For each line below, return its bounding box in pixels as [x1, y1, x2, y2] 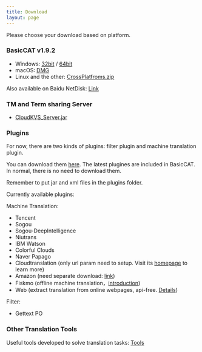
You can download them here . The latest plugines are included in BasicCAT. [6, 161, 195, 168]
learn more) [15, 266, 44, 273]
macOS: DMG [15, 66, 50, 73]
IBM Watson [15, 240, 45, 248]
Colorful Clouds [15, 246, 55, 254]
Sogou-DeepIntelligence [15, 227, 76, 234]
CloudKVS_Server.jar [15, 113, 68, 121]
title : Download [6, 8, 47, 15]
